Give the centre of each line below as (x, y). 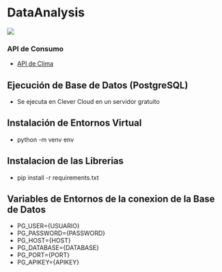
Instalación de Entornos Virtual (74, 123)
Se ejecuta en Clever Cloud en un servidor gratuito (88, 102)
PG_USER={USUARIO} (48, 226)
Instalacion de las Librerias (66, 161)
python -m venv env (45, 139)
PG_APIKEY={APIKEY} (48, 262)
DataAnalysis (46, 13)
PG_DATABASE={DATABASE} (58, 248)
